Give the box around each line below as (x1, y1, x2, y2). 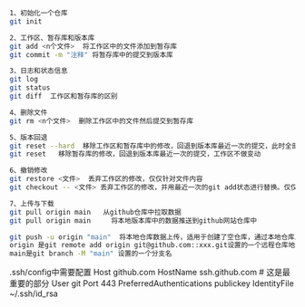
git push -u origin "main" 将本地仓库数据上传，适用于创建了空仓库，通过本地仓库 (9, 232, 295, 242)
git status (9, 83, 51, 92)
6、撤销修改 (9, 166, 48, 176)
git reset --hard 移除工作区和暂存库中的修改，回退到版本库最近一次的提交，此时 (9, 141, 286, 150)
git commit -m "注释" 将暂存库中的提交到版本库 (9, 50, 174, 59)
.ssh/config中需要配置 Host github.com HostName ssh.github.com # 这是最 (9, 267, 290, 278)
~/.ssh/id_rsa (9, 288, 59, 299)
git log (9, 75, 39, 84)
